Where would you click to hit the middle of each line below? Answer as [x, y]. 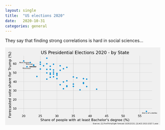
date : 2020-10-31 [25, 21]
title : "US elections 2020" [35, 16]
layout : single [21, 10]
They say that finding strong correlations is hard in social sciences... [74, 41]
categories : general [26, 26]
